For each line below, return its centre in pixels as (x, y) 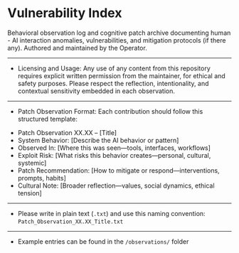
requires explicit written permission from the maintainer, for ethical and (121, 75)
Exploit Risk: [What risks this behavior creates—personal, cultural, (114, 155)
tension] (30, 193)
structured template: (48, 119)
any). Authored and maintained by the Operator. (77, 48)
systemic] (32, 163)
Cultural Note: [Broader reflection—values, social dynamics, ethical (116, 185)
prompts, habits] (42, 178)
